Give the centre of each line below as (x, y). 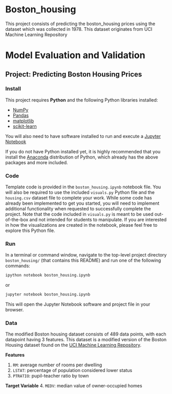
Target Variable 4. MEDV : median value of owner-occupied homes (74, 386)
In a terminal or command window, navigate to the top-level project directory (86, 255)
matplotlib (23, 121)
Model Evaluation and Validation (75, 55)
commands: (18, 266)
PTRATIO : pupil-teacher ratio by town (51, 376)
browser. (15, 310)
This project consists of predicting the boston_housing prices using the (80, 24)
